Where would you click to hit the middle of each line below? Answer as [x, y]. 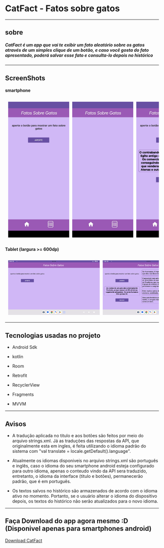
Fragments [23, 395]
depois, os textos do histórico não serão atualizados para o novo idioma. [85, 501]
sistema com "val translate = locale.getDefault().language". [71, 451]
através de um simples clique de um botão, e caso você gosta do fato [77, 50]
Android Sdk [25, 347]
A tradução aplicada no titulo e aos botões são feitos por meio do [78, 435]
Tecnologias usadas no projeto [53, 335]
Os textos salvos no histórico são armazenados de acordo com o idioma [85, 490]
